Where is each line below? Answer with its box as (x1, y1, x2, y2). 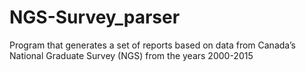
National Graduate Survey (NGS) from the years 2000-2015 (9, 49, 254, 61)
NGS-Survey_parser (9, 6, 181, 29)
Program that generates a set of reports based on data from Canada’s (9, 39, 296, 51)
